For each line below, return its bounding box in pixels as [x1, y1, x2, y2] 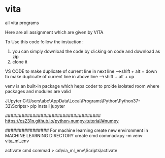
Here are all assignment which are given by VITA [5, 29, 103, 35]
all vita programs [5, 20, 39, 26]
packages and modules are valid [5, 88, 71, 94]
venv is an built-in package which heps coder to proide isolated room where [5, 83, 160, 89]
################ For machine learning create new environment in [5, 127, 149, 133]
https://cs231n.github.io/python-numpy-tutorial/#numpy [5, 118, 119, 124]
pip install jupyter [30, 103, 66, 109]
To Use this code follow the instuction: [5, 38, 83, 45]
